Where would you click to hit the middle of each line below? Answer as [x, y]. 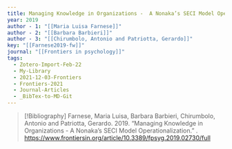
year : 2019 [23, 20]
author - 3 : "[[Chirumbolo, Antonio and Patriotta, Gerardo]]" [100, 39]
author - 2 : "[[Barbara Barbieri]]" [60, 33]
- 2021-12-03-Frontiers [47, 77]
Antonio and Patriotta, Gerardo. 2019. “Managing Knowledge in [114, 123]
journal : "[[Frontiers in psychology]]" [66, 52]
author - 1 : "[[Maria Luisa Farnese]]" [65, 26]
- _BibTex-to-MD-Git [43, 97]
